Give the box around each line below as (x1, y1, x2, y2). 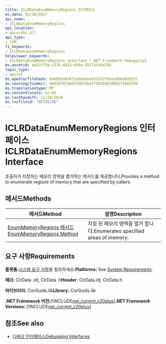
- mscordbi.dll (5, 30, 37, 35)
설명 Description (104, 210, 142, 217)
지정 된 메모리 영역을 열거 (87, 220, 143, 227)
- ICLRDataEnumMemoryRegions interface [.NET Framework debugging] (5, 58, 147, 63)
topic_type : (5, 68, 30, 72)
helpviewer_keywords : (5, 53, 50, 59)
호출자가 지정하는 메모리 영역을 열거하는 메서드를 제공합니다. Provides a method (5, 173, 160, 179)
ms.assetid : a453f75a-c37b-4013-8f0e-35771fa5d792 (5, 63, 112, 68)
